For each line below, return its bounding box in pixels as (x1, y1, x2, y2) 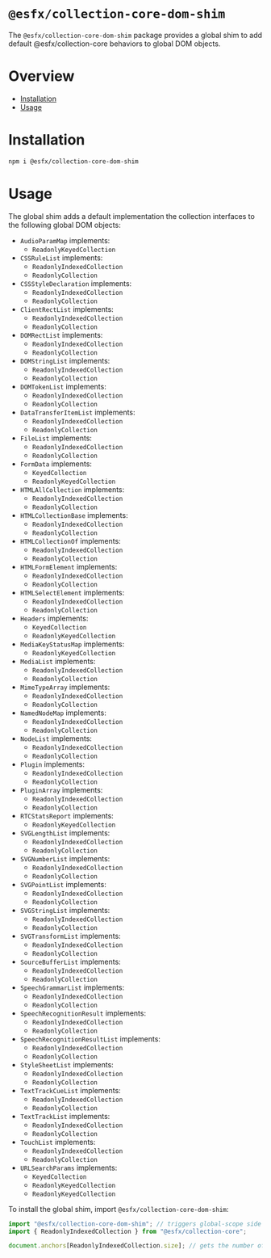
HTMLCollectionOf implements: (19, 536, 121, 545)
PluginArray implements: (19, 785, 103, 794)
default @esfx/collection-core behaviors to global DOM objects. (8, 39, 221, 48)
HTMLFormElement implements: (19, 562, 118, 571)
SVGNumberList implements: (19, 853, 110, 863)
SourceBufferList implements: (19, 957, 121, 966)
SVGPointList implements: (19, 879, 106, 889)
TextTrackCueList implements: (19, 1085, 121, 1095)
